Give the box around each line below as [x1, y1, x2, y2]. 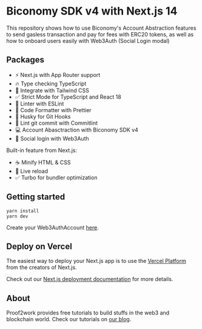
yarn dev [6, 213, 29, 219]
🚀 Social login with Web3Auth [15, 135, 89, 142]
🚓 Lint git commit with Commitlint [15, 119, 98, 127]
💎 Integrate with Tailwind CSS [15, 87, 89, 94]
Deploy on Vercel [6, 241, 73, 251]
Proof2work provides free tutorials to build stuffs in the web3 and [6, 309, 170, 316]
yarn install [6, 208, 39, 214]
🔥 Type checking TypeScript [15, 80, 87, 87]
